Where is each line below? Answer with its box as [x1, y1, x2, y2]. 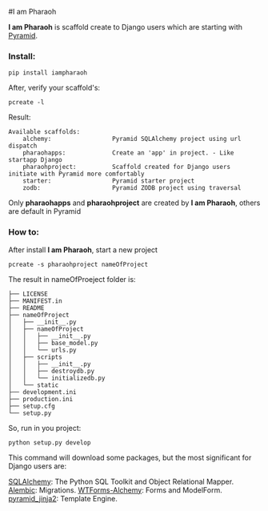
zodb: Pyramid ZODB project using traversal [22, 184, 242, 192]
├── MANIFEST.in [8, 296, 62, 305]
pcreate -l [8, 99, 45, 107]
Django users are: [8, 461, 67, 471]
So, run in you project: [8, 423, 82, 433]
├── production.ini [8, 395, 74, 403]
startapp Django [8, 156, 62, 164]
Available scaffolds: [8, 128, 81, 136]
